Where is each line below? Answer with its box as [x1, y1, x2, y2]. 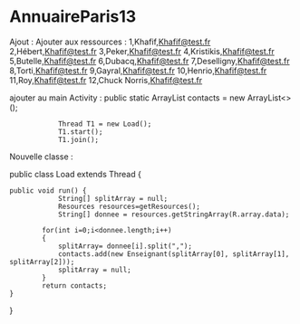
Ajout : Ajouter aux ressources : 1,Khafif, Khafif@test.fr [9, 36, 211, 47]
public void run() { [9, 186, 88, 195]
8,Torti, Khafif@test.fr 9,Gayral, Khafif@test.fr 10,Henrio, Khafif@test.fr [9, 65, 267, 76]
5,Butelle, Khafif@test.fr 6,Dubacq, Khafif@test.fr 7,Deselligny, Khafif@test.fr [9, 55, 290, 66]
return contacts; [42, 281, 107, 291]
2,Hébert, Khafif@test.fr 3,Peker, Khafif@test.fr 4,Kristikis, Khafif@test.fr [9, 45, 275, 56]
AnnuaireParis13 [9, 6, 137, 27]
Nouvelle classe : [9, 151, 74, 162]
